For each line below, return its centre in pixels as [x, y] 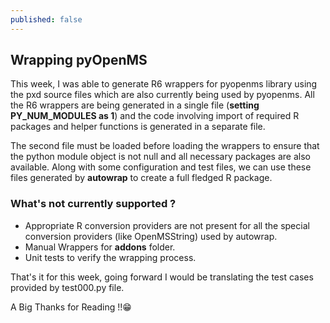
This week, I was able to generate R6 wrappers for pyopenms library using [164, 84]
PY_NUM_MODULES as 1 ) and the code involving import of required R [155, 116]
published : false [46, 19]
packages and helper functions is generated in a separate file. [138, 127]
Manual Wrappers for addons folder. [100, 247]
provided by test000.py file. [67, 287]
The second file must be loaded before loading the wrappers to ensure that [165, 146]
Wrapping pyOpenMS [79, 60]
